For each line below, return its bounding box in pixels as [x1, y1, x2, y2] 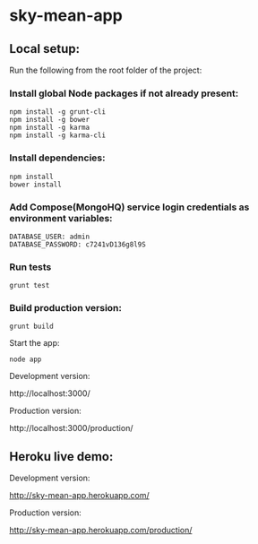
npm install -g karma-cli [9, 131, 106, 140]
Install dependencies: [9, 151, 106, 164]
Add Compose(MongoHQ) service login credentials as [9, 201, 250, 213]
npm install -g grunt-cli [9, 108, 106, 117]
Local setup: [9, 41, 81, 56]
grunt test [9, 281, 50, 290]
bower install [9, 180, 63, 189]
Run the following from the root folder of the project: [9, 65, 202, 75]
